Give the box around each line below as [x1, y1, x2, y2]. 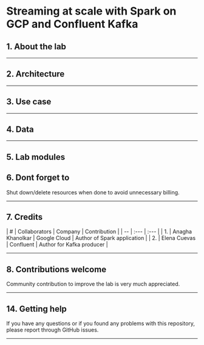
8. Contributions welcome [6, 264, 107, 275]
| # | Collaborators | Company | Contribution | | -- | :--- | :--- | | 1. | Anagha [6, 228, 192, 235]
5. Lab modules [6, 152, 66, 162]
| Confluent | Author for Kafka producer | [6, 241, 108, 248]
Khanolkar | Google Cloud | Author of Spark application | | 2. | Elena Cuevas [6, 234, 196, 242]
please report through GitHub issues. [6, 326, 99, 333]
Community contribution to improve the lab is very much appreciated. [6, 281, 180, 288]
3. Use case [6, 97, 52, 107]
